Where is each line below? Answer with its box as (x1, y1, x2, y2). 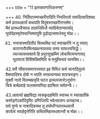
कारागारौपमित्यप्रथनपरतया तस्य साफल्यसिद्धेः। (12, 46, 82, 51)
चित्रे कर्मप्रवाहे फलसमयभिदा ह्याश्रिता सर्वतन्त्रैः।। (5, 83, 78, 88)
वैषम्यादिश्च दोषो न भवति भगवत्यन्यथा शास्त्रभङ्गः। (5, 72, 82, 77)
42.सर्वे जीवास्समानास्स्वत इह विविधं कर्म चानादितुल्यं (5, 66, 85, 72)
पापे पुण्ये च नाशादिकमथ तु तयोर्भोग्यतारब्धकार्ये (5, 103, 74, 109)
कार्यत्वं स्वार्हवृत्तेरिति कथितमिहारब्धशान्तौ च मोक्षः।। (5, 109, 83, 114)
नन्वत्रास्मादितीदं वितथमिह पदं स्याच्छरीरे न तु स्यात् (12, 40, 88, 46)
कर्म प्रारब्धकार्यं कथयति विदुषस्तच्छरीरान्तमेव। (5, 20, 74, 25)
